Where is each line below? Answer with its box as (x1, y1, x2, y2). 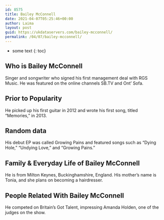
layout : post (5, 25, 32, 30)
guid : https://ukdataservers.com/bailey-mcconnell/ (5, 30, 113, 35)
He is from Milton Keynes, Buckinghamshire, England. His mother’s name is (5, 172, 157, 178)
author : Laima (5, 21, 34, 26)
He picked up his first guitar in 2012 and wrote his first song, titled (5, 107, 138, 113)
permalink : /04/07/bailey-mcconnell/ (5, 35, 82, 40)
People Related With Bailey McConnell (5, 191, 124, 199)
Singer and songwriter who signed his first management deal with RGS (5, 75, 148, 81)
